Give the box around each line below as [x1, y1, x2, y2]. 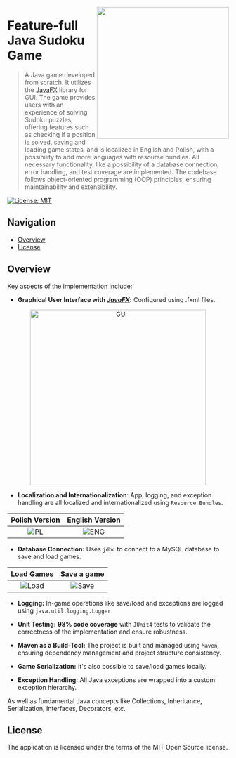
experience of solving [24, 107, 88, 116]
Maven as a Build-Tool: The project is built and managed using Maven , [17, 641, 220, 649]
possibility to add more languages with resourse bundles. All [24, 152, 199, 161]
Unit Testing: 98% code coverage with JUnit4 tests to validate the [17, 620, 211, 628]
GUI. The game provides [24, 93, 96, 101]
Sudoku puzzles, [24, 115, 74, 124]
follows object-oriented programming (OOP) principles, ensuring [24, 175, 211, 183]
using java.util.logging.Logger [17, 606, 111, 615]
